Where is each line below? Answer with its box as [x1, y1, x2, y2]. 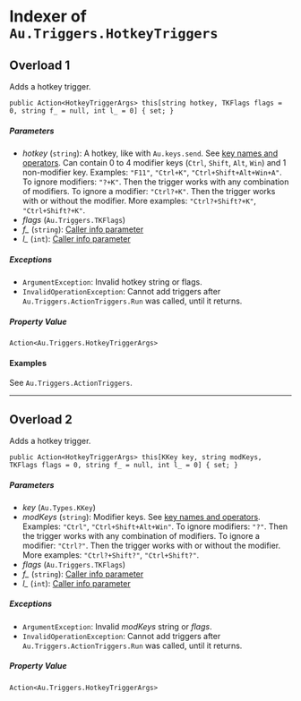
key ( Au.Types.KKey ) [21, 501, 97, 512]
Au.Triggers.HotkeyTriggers [9, 25, 219, 42]
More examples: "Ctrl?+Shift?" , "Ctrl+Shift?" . [21, 549, 200, 560]
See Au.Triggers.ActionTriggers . [9, 378, 133, 389]
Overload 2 [9, 412, 73, 427]
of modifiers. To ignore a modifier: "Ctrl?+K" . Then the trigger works [21, 185, 276, 196]
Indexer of [9, 6, 87, 27]
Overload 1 [9, 57, 71, 73]
